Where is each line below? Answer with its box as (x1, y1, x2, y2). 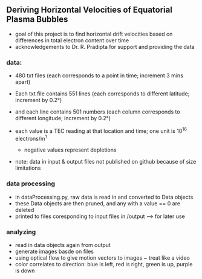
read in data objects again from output (15, 242, 111, 249)
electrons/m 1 (15, 133, 47, 142)
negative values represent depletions (24, 146, 117, 153)
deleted (15, 206, 34, 213)
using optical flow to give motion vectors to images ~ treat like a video (15, 254, 191, 261)
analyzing (6, 228, 36, 236)
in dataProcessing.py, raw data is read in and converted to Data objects (15, 193, 194, 200)
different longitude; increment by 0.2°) (15, 115, 111, 122)
